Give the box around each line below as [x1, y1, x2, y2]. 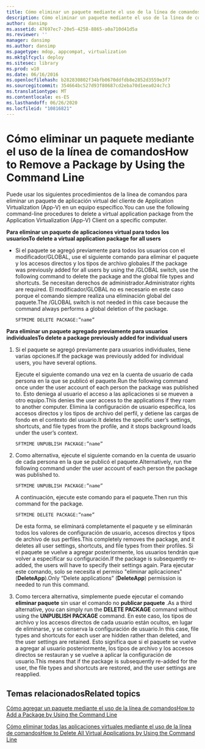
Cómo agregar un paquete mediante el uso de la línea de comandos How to [6, 704, 195, 712]
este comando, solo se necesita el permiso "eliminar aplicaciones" [15, 568, 183, 576]
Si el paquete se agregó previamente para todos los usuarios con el [15, 247, 185, 254]
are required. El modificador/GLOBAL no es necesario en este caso [15, 286, 184, 293]
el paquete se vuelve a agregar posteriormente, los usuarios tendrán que [15, 549, 199, 556]
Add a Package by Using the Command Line [6, 711, 118, 718]
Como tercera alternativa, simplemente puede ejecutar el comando [15, 593, 184, 600]
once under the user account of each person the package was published [15, 384, 199, 391]
